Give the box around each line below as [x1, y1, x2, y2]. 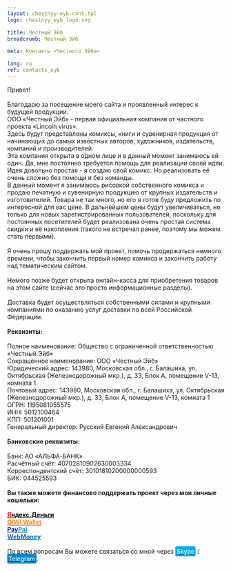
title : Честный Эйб [7, 29, 63, 36]
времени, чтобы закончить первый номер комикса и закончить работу [7, 254, 217, 262]
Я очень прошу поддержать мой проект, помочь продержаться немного [7, 246, 222, 255]
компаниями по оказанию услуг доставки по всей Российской [7, 305, 192, 314]
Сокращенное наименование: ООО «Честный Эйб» [7, 357, 159, 365]
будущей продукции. [7, 108, 69, 116]
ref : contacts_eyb [7, 67, 60, 74]
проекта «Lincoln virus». [7, 122, 78, 130]
